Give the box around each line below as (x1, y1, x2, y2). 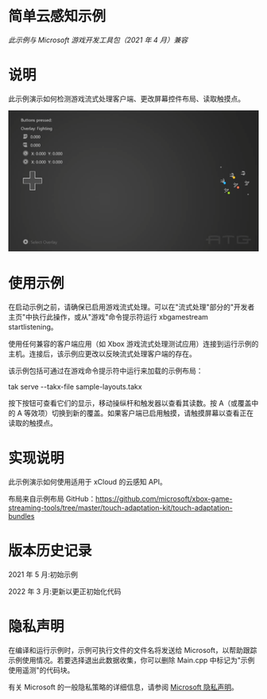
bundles (8, 511, 35, 520)
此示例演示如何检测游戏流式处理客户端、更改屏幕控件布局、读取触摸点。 (8, 93, 245, 104)
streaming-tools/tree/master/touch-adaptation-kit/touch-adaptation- (8, 503, 233, 512)
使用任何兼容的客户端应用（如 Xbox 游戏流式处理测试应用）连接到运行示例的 (8, 339, 259, 348)
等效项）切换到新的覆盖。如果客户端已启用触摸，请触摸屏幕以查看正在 (23, 408, 254, 418)
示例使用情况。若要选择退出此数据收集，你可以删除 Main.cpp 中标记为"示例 (8, 655, 255, 665)
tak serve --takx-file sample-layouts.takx (8, 382, 142, 391)
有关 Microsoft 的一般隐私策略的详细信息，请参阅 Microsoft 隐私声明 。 (8, 682, 238, 692)
